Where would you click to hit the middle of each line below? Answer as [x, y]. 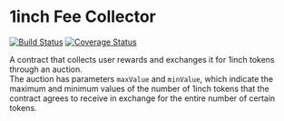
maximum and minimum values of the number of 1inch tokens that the [139, 88]
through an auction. [46, 69]
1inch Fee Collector [83, 17]
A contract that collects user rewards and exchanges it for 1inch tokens [142, 59]
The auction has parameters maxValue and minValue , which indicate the [142, 78]
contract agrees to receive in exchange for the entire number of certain [142, 98]
